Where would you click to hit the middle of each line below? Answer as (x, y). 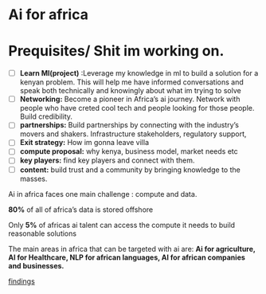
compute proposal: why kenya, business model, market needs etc (129, 151)
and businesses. (36, 265)
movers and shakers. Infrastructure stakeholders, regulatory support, (133, 134)
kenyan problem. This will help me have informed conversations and (132, 82)
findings (22, 281)
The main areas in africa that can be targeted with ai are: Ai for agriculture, (132, 249)
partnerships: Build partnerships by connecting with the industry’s (129, 125)
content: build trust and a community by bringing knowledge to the (130, 170)
